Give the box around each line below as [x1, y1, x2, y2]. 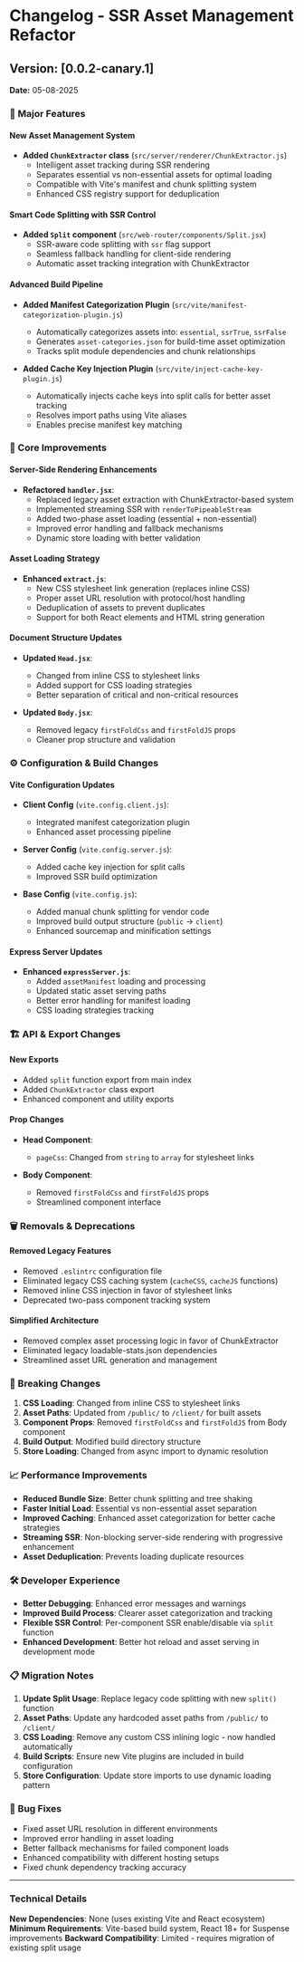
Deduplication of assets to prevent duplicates [35, 601, 205, 612]
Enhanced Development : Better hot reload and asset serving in [22, 1636, 260, 1647]
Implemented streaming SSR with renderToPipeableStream [35, 504, 252, 515]
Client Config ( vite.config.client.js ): [22, 799, 169, 811]
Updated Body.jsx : [22, 707, 93, 718]
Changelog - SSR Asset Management [9, 5, 294, 26]
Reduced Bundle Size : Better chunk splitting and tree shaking [22, 1493, 253, 1504]
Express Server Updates [9, 946, 103, 957]
